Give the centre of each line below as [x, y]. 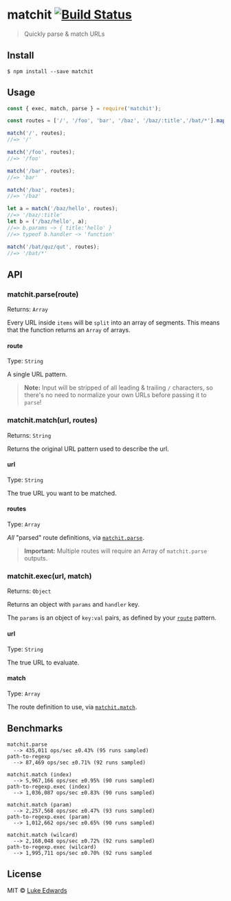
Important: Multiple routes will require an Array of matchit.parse [115, 551]
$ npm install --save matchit [51, 71]
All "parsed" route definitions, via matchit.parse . [76, 538]
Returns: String [29, 435]
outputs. [36, 558]
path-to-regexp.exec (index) [49, 787]
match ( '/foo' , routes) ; [41, 152]
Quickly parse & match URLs [64, 34]
